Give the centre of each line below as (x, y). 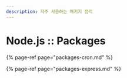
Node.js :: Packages (56, 40)
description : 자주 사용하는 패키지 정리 (49, 12)
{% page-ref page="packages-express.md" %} (64, 69)
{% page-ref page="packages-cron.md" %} (60, 57)
